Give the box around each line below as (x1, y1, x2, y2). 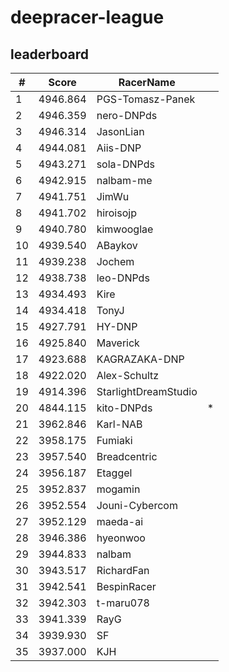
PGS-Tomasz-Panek (96, 92, 196, 106)
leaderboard (10, 46, 90, 63)
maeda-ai (96, 515, 144, 528)
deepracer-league (10, 6, 165, 29)
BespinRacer (96, 580, 157, 593)
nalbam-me (96, 174, 153, 187)
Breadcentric (96, 450, 158, 463)
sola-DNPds (96, 157, 155, 171)
